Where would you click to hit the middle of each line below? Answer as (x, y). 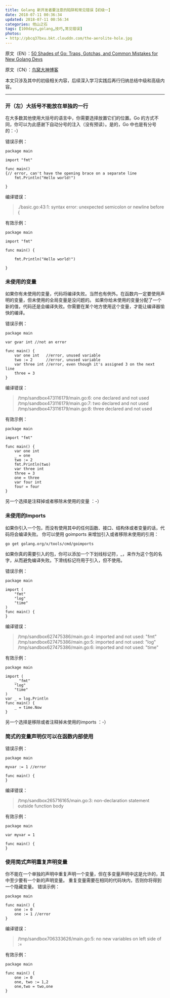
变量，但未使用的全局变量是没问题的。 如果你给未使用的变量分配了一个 (88, 300)
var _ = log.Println (27, 699)
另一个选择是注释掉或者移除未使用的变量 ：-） (54, 501)
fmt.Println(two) (33, 465)
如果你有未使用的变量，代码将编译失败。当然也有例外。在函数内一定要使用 (83, 294)
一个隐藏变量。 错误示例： (32, 887)
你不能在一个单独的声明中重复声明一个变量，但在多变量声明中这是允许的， (83, 874)
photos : (13, 34)
